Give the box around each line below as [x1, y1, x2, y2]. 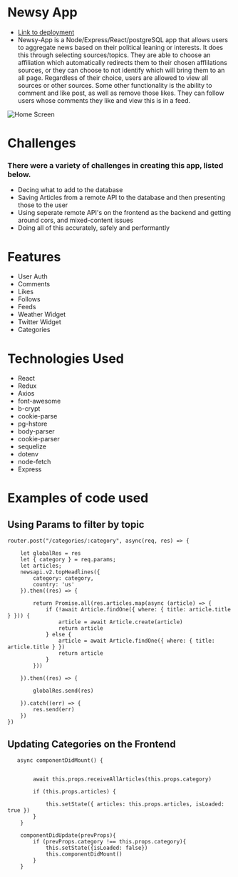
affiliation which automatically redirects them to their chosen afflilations [17, 58, 228, 66]
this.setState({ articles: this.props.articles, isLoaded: [45, 801, 224, 808]
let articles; [20, 562, 62, 570]
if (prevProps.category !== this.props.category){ [33, 838, 187, 846]
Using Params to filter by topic [7, 518, 145, 531]
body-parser [17, 427, 55, 436]
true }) [7, 807, 31, 814]
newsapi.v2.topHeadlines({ [20, 568, 100, 576]
